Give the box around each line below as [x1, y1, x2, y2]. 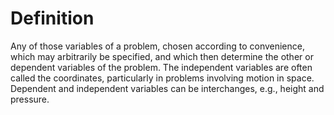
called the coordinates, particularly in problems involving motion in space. [10, 72, 315, 84]
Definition [10, 7, 95, 30]
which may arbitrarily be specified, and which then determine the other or [10, 50, 314, 62]
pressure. [10, 93, 50, 105]
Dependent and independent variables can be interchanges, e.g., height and [10, 82, 325, 94]
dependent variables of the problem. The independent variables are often [10, 61, 313, 73]
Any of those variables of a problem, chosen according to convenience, [10, 40, 305, 52]
